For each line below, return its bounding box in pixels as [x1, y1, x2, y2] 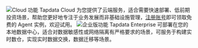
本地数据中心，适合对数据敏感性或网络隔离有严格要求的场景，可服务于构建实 [6, 29, 192, 35]
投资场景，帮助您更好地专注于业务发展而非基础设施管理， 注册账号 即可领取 [6, 14, 187, 20]
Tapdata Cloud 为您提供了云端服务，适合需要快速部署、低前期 [39, 6, 190, 13]
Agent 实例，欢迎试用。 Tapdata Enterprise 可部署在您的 [17, 21, 189, 28]
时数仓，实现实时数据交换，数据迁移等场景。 [6, 36, 115, 43]
